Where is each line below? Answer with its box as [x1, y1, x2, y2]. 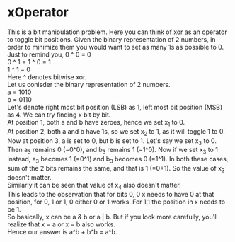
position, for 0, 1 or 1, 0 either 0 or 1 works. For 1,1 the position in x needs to [7, 197, 226, 206]
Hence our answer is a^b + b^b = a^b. [7, 227, 117, 236]
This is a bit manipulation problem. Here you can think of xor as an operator [7, 28, 228, 36]
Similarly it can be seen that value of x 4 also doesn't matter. [7, 180, 182, 191]
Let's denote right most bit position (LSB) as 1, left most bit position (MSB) [7, 103, 223, 111]
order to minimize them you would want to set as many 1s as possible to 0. [7, 42, 224, 51]
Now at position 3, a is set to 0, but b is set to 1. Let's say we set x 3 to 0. [7, 136, 217, 146]
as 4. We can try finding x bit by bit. [7, 110, 111, 119]
